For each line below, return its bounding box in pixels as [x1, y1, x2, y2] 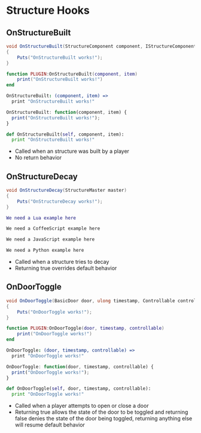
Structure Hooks [6, 4, 90, 17]
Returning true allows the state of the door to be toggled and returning [14, 408, 188, 416]
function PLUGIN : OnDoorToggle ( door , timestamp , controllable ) [6, 325, 165, 332]
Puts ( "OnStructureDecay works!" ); [17, 199, 103, 205]
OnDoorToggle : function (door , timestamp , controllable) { [6, 363, 154, 369]
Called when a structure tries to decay [14, 258, 109, 266]
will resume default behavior [14, 421, 86, 429]
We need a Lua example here [6, 215, 77, 221]
